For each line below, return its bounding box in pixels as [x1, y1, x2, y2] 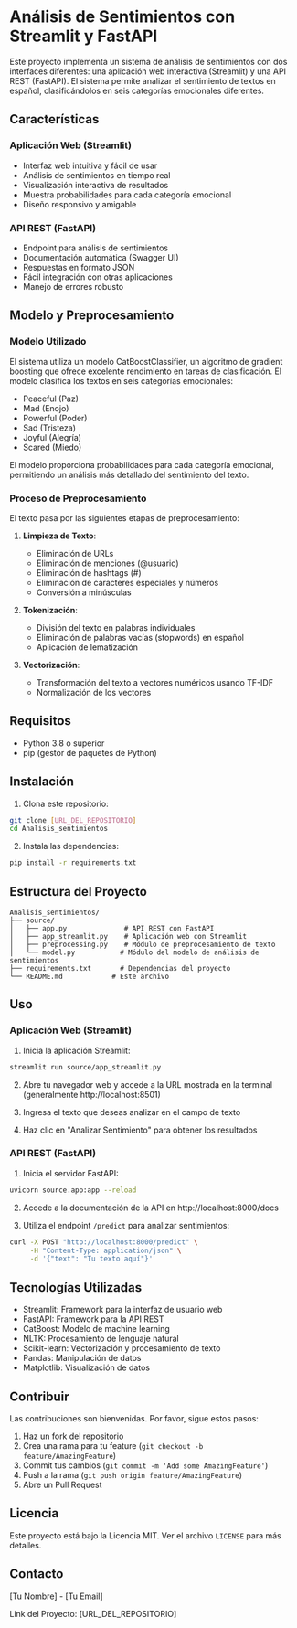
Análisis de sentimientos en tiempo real [22, 169, 171, 180]
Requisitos [9, 713, 71, 729]
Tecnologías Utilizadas [9, 1280, 143, 1295]
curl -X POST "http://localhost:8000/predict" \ [9, 1237, 198, 1247]
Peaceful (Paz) [22, 393, 80, 404]
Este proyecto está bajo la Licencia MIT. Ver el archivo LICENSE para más [9, 1529, 281, 1541]
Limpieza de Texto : [22, 530, 97, 541]
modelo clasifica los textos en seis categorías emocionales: [9, 375, 234, 386]
